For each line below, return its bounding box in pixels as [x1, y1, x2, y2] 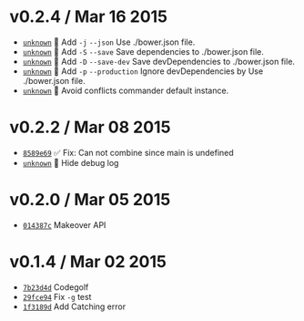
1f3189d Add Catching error [22, 301, 126, 312]
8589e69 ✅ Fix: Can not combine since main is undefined [22, 147, 234, 158]
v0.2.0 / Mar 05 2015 [9, 190, 171, 211]
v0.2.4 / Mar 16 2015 [9, 6, 168, 27]
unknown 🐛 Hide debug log [22, 157, 119, 168]
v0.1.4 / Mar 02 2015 [9, 252, 167, 272]
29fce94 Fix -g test [22, 291, 92, 302]
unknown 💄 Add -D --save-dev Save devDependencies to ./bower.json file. [22, 56, 296, 67]
